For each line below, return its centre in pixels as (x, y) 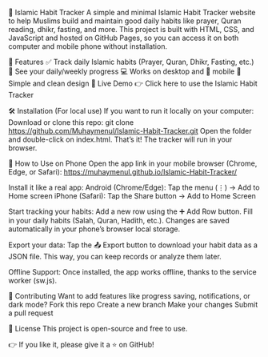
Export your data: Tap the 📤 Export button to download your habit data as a (133, 245)
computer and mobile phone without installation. (88, 46)
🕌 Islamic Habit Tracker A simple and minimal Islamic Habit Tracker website (132, 12)
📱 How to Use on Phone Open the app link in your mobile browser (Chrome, (133, 163)
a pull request (31, 313)
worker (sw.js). (33, 281)
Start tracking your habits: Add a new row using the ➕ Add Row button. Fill (131, 211)
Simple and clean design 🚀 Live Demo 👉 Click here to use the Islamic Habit (133, 83)
